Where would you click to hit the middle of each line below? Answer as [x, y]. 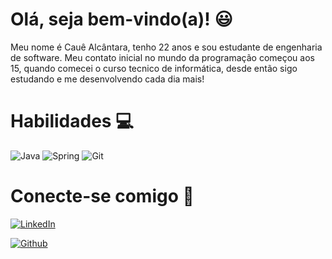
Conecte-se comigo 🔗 [102, 196]
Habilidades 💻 [72, 121]
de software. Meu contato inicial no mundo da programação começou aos [162, 57]
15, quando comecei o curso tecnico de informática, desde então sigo [154, 68]
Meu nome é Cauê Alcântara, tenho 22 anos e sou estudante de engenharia [166, 47]
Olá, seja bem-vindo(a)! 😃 [121, 19]
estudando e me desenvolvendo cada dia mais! [107, 79]
